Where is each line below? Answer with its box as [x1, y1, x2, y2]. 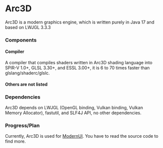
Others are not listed [5, 81, 48, 87]
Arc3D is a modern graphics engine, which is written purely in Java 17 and [5, 19, 155, 25]
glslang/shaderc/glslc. [5, 70, 50, 76]
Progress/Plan [5, 122, 40, 129]
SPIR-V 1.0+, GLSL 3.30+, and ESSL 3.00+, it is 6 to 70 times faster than [5, 65, 150, 71]
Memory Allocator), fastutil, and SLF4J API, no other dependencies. [5, 110, 142, 116]
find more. [5, 138, 26, 145]
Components [5, 36, 37, 43]
